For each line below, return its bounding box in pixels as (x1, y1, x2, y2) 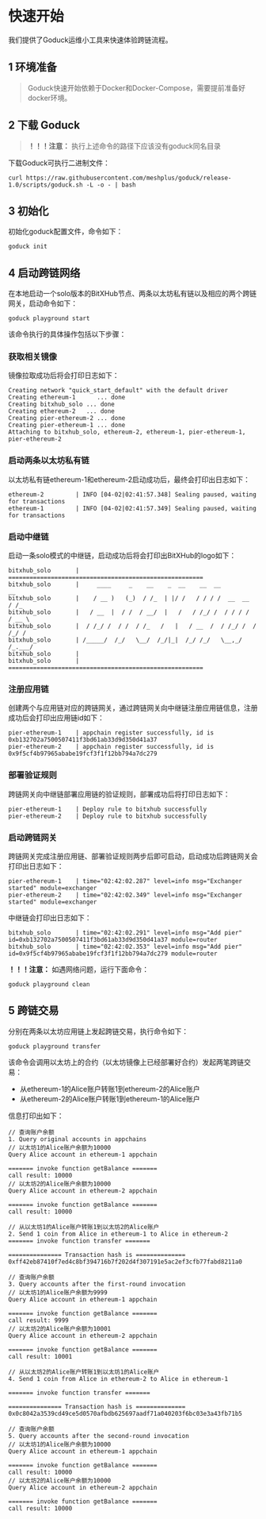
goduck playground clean (8, 980, 90, 989)
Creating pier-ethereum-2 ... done (8, 414, 126, 422)
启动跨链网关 (8, 831, 58, 842)
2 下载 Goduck (8, 118, 81, 132)
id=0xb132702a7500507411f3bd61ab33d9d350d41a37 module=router (8, 935, 218, 943)
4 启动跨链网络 (8, 266, 81, 280)
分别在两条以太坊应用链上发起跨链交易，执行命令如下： (8, 1026, 188, 1036)
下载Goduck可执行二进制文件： (8, 158, 111, 168)
